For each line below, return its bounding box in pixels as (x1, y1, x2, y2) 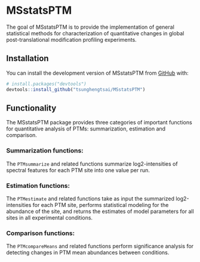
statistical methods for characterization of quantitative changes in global (6, 29, 184, 36)
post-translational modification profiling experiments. (6, 36, 137, 43)
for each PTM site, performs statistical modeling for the (32, 201, 169, 208)
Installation (6, 53, 49, 63)
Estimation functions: (6, 181, 70, 190)
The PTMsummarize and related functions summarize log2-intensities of (6, 160, 178, 167)
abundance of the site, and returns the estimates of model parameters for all (6, 208, 194, 215)
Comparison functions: (6, 229, 75, 237)
